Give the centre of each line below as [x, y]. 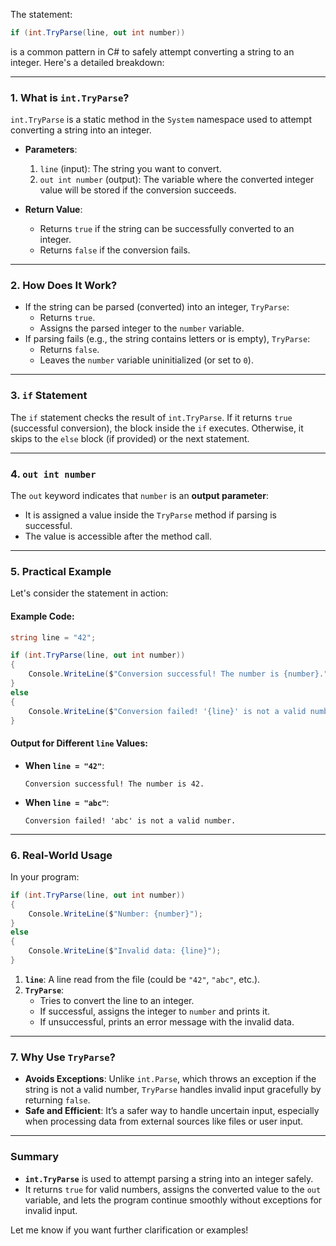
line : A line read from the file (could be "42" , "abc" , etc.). [142, 979]
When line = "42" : [64, 765]
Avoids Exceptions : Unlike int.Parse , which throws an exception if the [170, 1079]
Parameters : [51, 150]
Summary [35, 1157]
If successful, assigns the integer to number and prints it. [155, 1011]
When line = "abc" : [67, 802]
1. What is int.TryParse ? [70, 97]
